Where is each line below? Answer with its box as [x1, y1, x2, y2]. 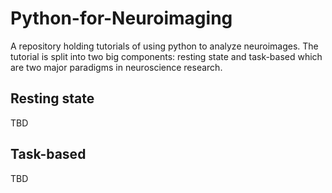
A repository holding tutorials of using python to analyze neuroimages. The [10, 40, 319, 52]
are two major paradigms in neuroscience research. [10, 61, 223, 73]
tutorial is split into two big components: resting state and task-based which [10, 50, 323, 62]
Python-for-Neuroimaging [10, 7, 233, 30]
